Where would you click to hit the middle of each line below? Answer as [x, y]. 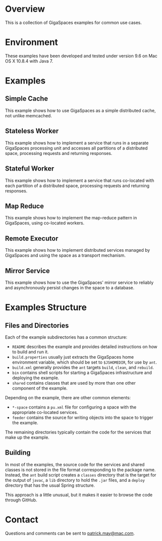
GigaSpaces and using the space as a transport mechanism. [65, 256]
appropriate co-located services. [45, 412]
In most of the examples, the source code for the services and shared [75, 464]
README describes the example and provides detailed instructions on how [85, 346]
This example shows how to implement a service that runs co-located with [80, 180]
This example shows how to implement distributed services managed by [78, 250]
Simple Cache [27, 99]
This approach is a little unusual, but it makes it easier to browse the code [79, 495]
